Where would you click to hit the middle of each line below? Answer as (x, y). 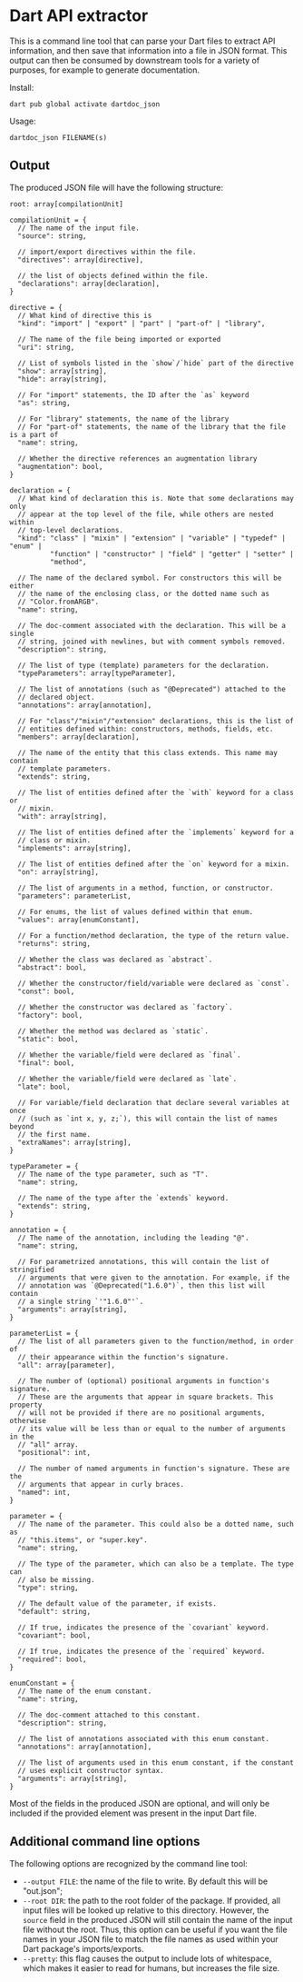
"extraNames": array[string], (74, 1142)
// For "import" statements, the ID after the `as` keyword (133, 395)
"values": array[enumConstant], (79, 920)
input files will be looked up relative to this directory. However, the (146, 1910)
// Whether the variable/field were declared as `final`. (130, 1055)
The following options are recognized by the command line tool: (128, 1863)
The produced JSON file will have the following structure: (117, 187)
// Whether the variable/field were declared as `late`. (127, 1079)
